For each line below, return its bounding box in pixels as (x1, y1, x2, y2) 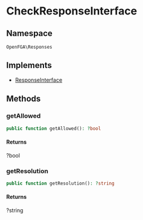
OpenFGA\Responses (6, 44, 52, 50)
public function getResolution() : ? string (6, 180, 115, 186)
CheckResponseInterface (6, 4, 138, 18)
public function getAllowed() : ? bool (6, 125, 101, 132)
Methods (6, 94, 41, 104)
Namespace (6, 28, 53, 38)
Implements (6, 60, 52, 70)
